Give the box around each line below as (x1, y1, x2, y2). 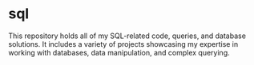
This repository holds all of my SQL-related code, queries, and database (8, 31, 247, 40)
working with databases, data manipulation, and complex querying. (8, 48, 230, 57)
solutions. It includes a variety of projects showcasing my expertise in (8, 39, 239, 48)
